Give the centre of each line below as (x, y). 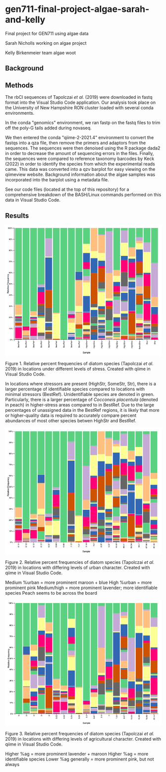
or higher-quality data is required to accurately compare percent (71, 415)
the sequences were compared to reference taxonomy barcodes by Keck (80, 159)
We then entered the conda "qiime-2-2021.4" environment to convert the (80, 138)
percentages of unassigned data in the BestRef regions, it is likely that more (82, 410)
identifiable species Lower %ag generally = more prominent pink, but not (80, 759)
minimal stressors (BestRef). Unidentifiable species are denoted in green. (80, 394)
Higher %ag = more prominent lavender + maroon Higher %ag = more (77, 754)
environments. (20, 113)
